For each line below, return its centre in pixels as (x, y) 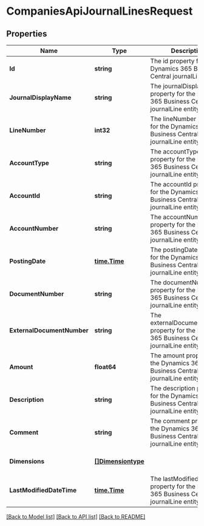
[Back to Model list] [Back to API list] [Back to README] (76, 517)
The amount (168, 356)
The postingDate (174, 250)
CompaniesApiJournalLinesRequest (100, 11)
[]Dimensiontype (119, 461)
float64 (105, 367)
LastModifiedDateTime (43, 490)
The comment (170, 421)
